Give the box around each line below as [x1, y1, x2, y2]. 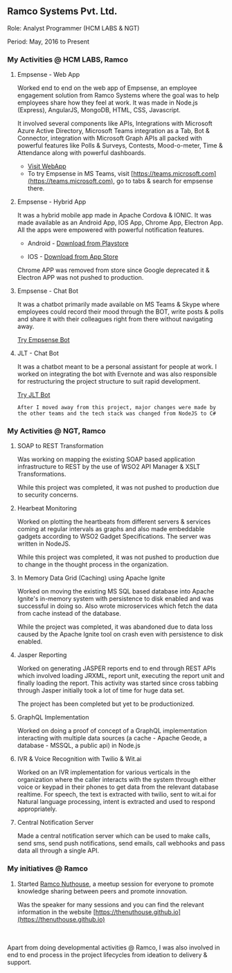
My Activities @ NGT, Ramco [7, 426, 106, 436]
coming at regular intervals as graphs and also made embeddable [17, 525, 205, 533]
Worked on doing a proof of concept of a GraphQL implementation [17, 726, 208, 735]
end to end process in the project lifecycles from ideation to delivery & [7, 950, 208, 958]
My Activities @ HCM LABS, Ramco [7, 55, 128, 64]
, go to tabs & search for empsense [113, 177, 213, 186]
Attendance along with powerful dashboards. [17, 149, 146, 157]
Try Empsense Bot [17, 336, 71, 344]
